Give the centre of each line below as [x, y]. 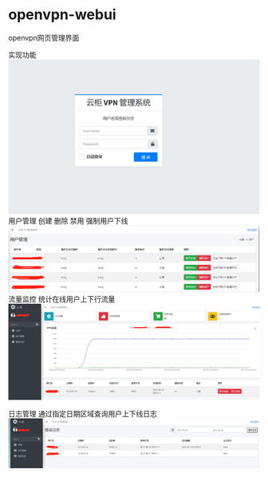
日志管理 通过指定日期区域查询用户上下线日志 [83, 414]
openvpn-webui [63, 15]
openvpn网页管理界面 [44, 37]
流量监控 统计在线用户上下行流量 [62, 299]
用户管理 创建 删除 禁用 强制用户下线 [68, 221]
